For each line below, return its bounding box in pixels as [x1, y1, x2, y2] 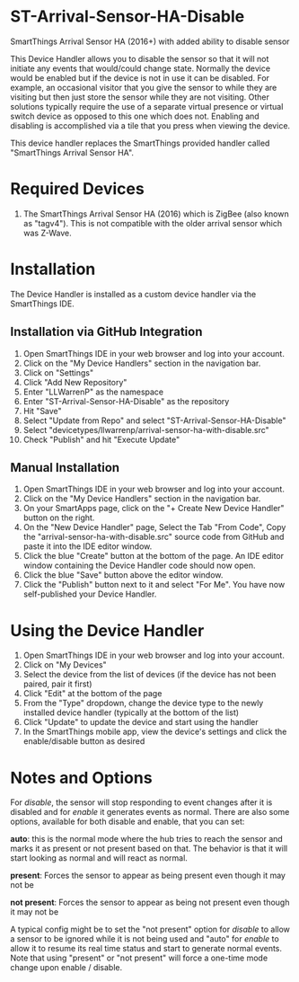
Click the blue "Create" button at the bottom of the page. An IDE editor [22, 551, 285, 562]
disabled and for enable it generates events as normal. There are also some [10, 807, 290, 818]
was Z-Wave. [22, 227, 72, 238]
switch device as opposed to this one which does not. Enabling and [10, 111, 259, 121]
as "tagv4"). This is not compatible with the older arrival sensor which [22, 217, 282, 228]
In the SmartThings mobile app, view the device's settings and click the [22, 726, 287, 738]
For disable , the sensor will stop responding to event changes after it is [10, 797, 273, 808]
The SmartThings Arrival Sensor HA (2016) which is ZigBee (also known [22, 208, 290, 219]
